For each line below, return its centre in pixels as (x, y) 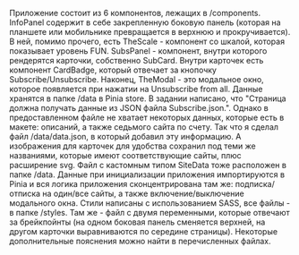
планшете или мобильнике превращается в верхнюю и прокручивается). (150, 32)
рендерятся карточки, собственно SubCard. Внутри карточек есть (137, 60)
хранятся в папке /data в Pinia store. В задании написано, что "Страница (148, 98)
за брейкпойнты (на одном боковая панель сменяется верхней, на (137, 222)
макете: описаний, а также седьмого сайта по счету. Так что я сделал (144, 127)
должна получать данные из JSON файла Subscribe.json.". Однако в (139, 108)
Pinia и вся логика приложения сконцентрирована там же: (121, 184)
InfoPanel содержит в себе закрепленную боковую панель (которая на (145, 22)
